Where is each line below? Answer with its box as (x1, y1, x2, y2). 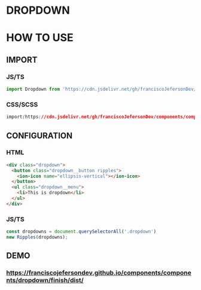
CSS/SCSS (6, 100, 38, 108)
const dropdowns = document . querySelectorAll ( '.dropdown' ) (6, 228, 157, 235)
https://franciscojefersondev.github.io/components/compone (6, 268, 191, 277)
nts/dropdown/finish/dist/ (6, 276, 84, 285)
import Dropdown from (6, 86, 60, 93)
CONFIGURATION (6, 130, 73, 141)
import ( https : (6, 114, 42, 120)
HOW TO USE (6, 31, 74, 45)
